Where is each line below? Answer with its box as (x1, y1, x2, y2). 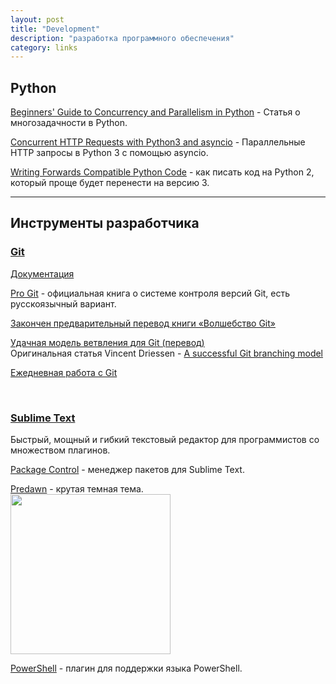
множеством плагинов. (10, 444, 111, 456)
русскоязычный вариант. (10, 297, 117, 310)
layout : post (10, 14, 65, 25)
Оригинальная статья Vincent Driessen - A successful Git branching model (10, 347, 324, 359)
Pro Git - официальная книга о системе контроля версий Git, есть (10, 287, 291, 299)
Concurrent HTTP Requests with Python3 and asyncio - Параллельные (10, 136, 306, 148)
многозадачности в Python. (10, 117, 128, 129)
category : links (10, 42, 78, 53)
